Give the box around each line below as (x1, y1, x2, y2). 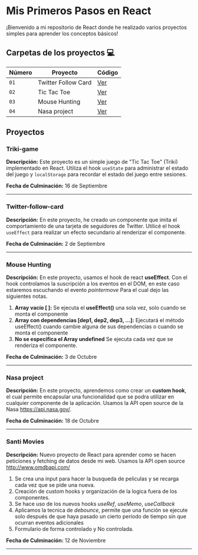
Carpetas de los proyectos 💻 (6, 48, 115, 58)
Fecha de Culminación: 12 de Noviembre (6, 537, 106, 544)
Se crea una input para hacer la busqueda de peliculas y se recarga (14, 475, 179, 482)
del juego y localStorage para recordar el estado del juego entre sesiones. (6, 171, 187, 178)
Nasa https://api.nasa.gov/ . (6, 406, 72, 413)
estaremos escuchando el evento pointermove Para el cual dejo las (6, 287, 169, 294)
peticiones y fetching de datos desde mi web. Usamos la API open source (6, 457, 186, 465)
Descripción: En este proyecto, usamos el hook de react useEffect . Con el (6, 274, 187, 281)
